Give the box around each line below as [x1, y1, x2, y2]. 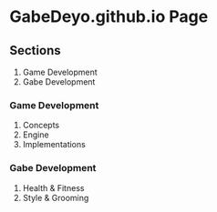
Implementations [22, 139, 87, 150]
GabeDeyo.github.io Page [9, 6, 209, 27]
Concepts [22, 120, 60, 131]
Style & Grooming [22, 192, 89, 203]
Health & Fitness [22, 182, 85, 193]
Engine [22, 129, 49, 140]
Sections [9, 43, 61, 58]
